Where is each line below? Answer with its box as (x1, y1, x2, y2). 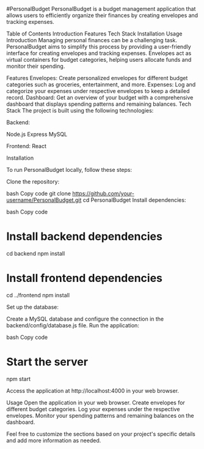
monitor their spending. (6, 62, 65, 70)
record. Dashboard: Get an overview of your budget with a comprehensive (6, 94, 194, 101)
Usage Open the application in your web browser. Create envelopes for (6, 399, 185, 406)
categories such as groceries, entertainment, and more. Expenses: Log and (6, 81, 196, 88)
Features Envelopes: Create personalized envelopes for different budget (6, 75, 188, 81)
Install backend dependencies (6, 229, 163, 243)
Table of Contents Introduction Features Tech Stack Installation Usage (6, 30, 183, 37)
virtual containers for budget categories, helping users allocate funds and (6, 56, 192, 63)
